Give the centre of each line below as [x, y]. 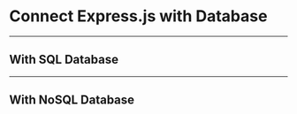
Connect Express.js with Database [138, 16]
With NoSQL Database [72, 100]
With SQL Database [64, 60]
